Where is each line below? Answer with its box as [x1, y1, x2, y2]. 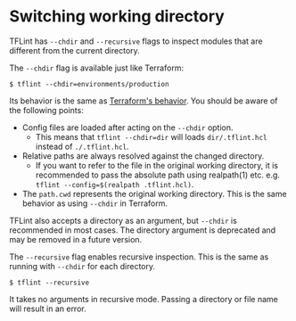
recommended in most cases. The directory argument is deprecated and [9, 225, 276, 235]
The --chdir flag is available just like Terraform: [9, 62, 185, 73]
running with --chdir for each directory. [9, 260, 156, 271]
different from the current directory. [9, 45, 140, 55]
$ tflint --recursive [9, 278, 90, 287]
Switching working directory [9, 6, 225, 27]
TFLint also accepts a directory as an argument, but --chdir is [9, 215, 238, 226]
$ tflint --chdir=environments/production [9, 79, 169, 88]
